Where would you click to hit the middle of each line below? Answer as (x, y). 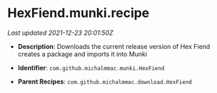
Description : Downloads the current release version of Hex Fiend (114, 46)
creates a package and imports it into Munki (82, 54)
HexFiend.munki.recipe (79, 13)
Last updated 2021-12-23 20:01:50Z (60, 33)
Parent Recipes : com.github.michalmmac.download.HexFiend (105, 81)
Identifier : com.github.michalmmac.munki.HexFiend (91, 67)
